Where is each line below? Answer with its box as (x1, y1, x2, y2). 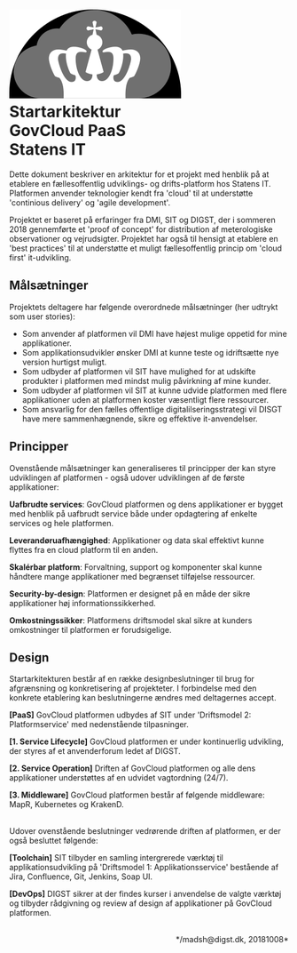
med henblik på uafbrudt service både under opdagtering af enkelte (9, 508, 258, 519)
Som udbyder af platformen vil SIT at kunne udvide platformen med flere (21, 385, 287, 396)
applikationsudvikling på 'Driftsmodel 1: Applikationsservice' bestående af (9, 862, 279, 873)
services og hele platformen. (9, 517, 114, 528)
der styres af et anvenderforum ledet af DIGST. (9, 746, 181, 757)
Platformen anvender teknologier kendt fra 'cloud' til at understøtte (9, 188, 254, 198)
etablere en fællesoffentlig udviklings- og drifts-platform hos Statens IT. (9, 178, 272, 188)
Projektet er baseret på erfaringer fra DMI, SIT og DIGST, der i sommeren (9, 214, 277, 225)
